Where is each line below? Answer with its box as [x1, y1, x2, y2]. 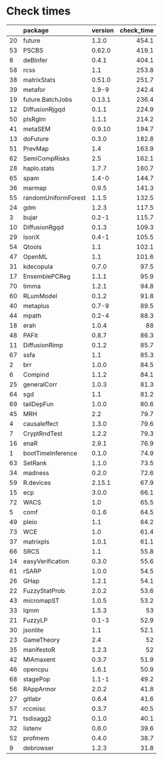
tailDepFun [23, 400, 54, 408]
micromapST [23, 596, 60, 605]
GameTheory [23, 635, 60, 644]
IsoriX [23, 233, 40, 241]
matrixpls [23, 537, 50, 545]
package [23, 26, 49, 34]
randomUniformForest [23, 193, 86, 202]
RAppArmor [23, 684, 57, 693]
